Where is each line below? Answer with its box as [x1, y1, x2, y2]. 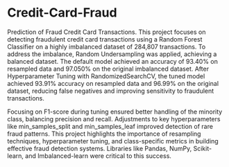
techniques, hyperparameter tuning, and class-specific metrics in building [7, 137, 219, 145]
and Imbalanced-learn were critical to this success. [25, 151, 172, 160]
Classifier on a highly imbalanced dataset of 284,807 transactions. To [7, 42, 206, 51]
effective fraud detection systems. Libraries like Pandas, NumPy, [7, 144, 192, 152]
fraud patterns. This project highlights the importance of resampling [7, 130, 201, 138]
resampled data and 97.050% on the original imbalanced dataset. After [7, 64, 210, 73]
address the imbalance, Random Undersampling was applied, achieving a [7, 50, 217, 58]
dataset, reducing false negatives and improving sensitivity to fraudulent [7, 87, 214, 95]
